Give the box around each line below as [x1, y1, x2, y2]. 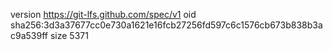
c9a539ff [10, 30, 48, 41]
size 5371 [49, 30, 89, 41]
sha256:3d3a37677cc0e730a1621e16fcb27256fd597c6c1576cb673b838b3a [10, 19, 323, 31]
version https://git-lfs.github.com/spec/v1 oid [10, 9, 197, 20]
